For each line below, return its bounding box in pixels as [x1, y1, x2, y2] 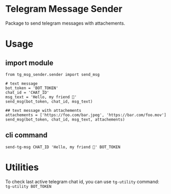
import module [5, 59, 54, 67]
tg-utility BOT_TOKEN [5, 184, 52, 189]
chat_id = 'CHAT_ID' [5, 90, 50, 95]
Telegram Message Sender [5, 3, 123, 15]
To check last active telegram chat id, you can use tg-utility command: [5, 178, 160, 185]
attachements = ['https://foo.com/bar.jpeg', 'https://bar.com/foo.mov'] [5, 112, 167, 118]
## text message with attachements [5, 108, 82, 113]
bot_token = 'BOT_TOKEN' [5, 85, 59, 90]
